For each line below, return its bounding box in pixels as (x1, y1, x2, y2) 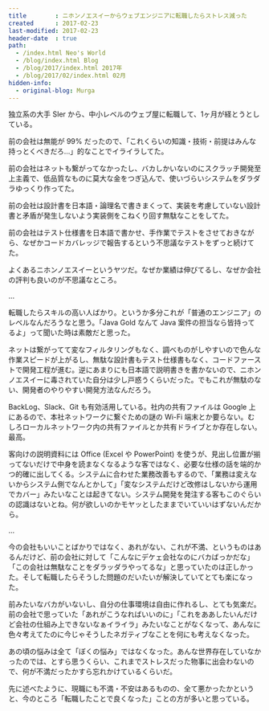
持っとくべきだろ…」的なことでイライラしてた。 (8, 146, 169, 157)
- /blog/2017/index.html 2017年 (15, 64, 123, 72)
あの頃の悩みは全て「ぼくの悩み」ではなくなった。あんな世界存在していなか (8, 647, 262, 656)
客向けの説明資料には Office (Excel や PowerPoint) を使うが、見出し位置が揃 (8, 449, 261, 459)
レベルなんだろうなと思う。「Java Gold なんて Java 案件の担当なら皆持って (8, 318, 255, 328)
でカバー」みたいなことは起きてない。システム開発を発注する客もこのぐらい (8, 489, 262, 499)
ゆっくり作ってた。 (14, 184, 79, 194)
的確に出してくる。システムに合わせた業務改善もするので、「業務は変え (14, 469, 251, 479)
